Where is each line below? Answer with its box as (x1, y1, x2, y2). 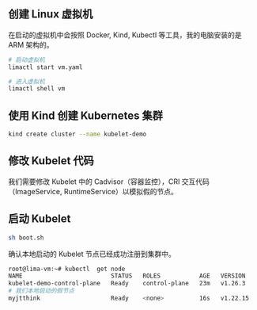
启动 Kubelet (8, 212, 71, 226)
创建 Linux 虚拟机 (8, 7, 93, 21)
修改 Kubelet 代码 (8, 154, 95, 168)
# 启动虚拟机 (8, 55, 45, 63)
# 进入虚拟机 (8, 78, 45, 86)
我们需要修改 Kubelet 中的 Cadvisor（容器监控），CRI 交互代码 (8, 177, 210, 186)
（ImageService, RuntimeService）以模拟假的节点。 (8, 186, 178, 196)
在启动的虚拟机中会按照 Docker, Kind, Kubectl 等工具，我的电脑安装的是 (8, 30, 243, 40)
